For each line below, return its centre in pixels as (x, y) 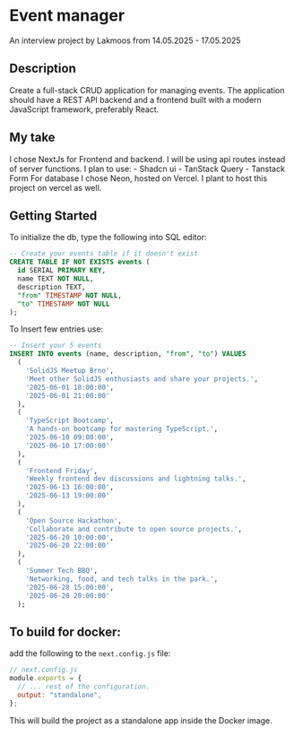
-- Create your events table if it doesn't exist (104, 254)
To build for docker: (65, 631)
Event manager (67, 16)
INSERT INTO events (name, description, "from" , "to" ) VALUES (128, 354)
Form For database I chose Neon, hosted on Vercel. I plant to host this (138, 178)
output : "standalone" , (60, 695)
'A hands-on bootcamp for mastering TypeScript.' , (122, 429)
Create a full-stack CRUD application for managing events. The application (147, 90)
